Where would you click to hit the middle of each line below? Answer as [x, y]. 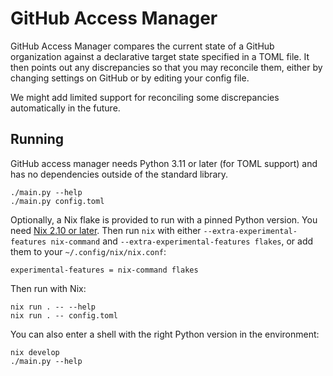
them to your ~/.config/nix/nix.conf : [88, 251]
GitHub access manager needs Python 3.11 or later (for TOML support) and [164, 163]
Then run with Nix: [48, 288]
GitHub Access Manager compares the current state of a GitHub [142, 46]
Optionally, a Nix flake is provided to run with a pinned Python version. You [164, 219]
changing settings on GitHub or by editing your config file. [130, 78]
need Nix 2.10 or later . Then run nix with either [106, 230]
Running [37, 139]
